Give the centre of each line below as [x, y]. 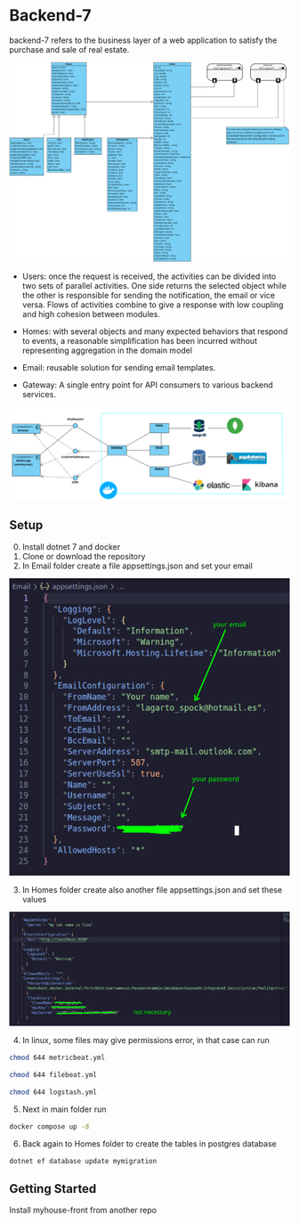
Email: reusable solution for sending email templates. [119, 367]
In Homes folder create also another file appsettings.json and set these [152, 889]
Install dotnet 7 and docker [71, 547]
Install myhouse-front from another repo [83, 1210]
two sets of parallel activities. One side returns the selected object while [154, 285]
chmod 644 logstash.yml [53, 1092]
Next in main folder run [64, 1109]
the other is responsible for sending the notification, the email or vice [149, 295]
